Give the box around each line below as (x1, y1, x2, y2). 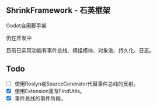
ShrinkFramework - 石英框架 (6, 5, 111, 16)
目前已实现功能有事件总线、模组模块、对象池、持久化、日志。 (6, 47, 155, 53)
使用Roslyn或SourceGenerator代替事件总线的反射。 (14, 80, 139, 87)
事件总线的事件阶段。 (14, 95, 66, 102)
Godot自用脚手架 (6, 22, 47, 29)
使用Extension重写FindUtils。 (14, 87, 86, 94)
